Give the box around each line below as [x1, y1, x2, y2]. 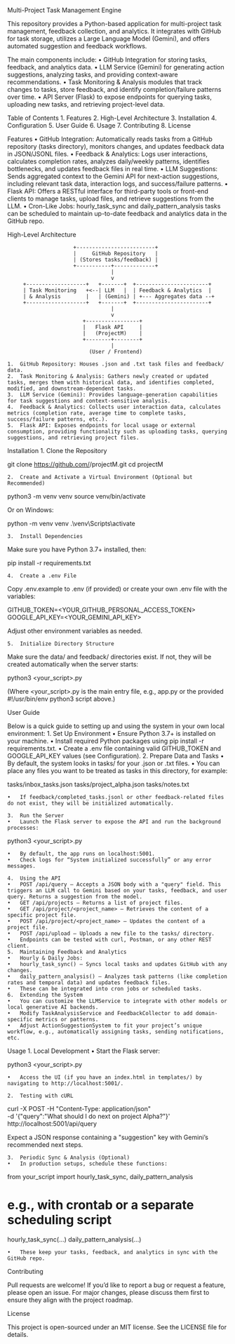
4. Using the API [7, 875, 61, 882]
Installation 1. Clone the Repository [7, 447, 107, 455]
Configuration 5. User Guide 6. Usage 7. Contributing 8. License [7, 121, 192, 129]
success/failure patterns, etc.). [7, 416, 109, 423]
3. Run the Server [7, 812, 65, 819]
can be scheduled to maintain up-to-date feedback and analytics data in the [7, 210, 227, 217]
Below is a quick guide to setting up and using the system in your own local [7, 722, 224, 730]
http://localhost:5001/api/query [7, 1120, 97, 1128]
